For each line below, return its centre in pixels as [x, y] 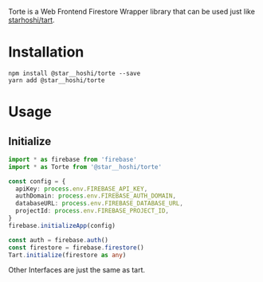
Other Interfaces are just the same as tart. [77, 270]
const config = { [37, 181]
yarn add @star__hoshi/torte [57, 80]
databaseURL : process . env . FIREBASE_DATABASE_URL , [99, 204]
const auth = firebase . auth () [59, 240]
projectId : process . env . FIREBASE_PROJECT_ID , [92, 211]
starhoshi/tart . [31, 20]
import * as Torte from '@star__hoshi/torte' [85, 166]
